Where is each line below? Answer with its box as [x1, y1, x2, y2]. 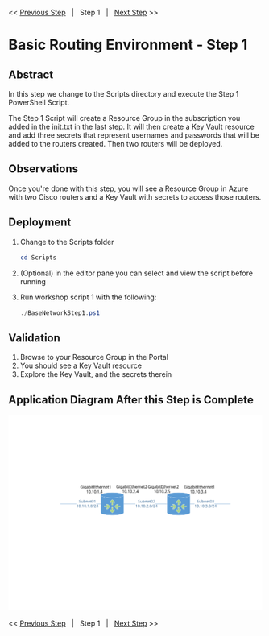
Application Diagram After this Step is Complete [8, 393, 254, 407]
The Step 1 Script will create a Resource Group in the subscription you [8, 114, 241, 122]
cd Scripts [19, 254, 57, 262]
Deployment [8, 216, 72, 229]
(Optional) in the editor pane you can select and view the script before [19, 268, 254, 278]
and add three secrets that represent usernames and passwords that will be [8, 130, 260, 140]
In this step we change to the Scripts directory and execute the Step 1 [8, 89, 239, 98]
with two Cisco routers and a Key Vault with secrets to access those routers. [8, 192, 262, 201]
